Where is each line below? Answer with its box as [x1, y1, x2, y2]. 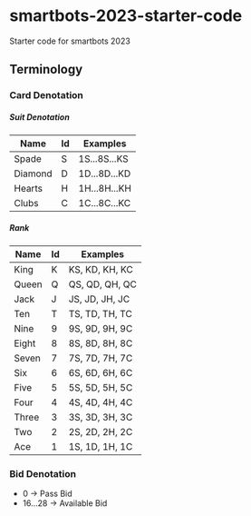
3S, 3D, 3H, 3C [68, 411, 133, 423]
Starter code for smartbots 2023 [9, 35, 131, 46]
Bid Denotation [9, 468, 77, 481]
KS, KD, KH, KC [68, 263, 133, 276]
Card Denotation [9, 89, 84, 102]
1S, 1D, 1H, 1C [68, 441, 133, 453]
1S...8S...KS [78, 153, 129, 165]
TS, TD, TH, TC [68, 308, 133, 321]
